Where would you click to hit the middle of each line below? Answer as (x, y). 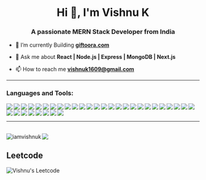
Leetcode (25, 156)
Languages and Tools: (40, 93)
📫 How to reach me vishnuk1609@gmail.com (75, 69)
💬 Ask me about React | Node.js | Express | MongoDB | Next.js (95, 57)
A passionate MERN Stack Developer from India (103, 32)
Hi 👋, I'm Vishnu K (103, 13)
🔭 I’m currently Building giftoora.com (62, 45)
